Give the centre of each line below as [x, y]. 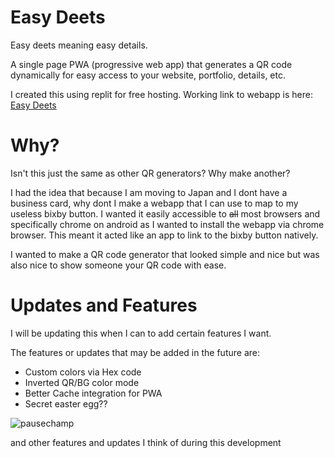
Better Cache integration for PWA [93, 393]
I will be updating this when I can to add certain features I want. [141, 333]
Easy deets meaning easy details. [79, 45]
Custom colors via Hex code [83, 372]
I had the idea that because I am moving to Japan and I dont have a [149, 192]
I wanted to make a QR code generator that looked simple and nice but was [165, 254]
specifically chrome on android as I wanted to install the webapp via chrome [167, 224]
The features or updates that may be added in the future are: [135, 352]
